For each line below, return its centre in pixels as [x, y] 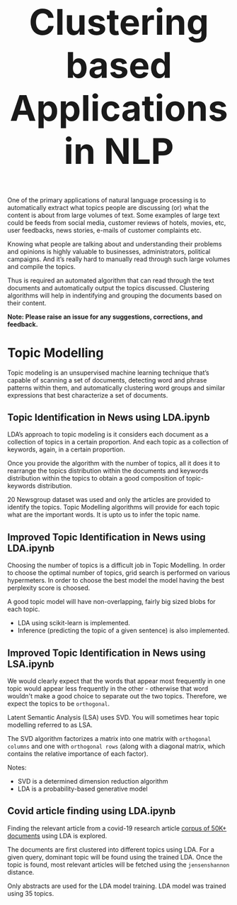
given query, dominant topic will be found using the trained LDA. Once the [115, 857]
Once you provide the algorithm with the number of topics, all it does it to [114, 464]
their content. [27, 303]
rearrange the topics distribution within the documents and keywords [108, 471]
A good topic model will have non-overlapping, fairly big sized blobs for [111, 602]
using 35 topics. [31, 893]
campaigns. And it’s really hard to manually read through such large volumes [119, 259]
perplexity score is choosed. [49, 588]
